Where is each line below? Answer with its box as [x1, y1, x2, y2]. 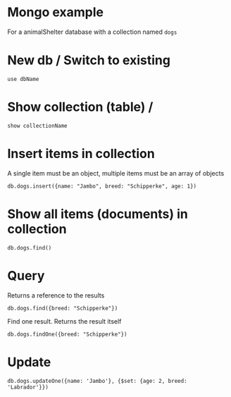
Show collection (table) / [7, 99, 154, 115]
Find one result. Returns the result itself [7, 317, 122, 325]
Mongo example [7, 4, 104, 20]
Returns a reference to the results [7, 291, 105, 300]
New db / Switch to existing [7, 52, 171, 68]
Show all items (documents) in [7, 206, 188, 222]
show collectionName [7, 122, 68, 129]
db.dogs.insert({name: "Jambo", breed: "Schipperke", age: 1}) [7, 183, 197, 190]
